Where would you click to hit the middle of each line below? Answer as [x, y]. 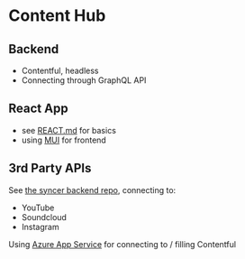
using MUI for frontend [64, 140]
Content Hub [57, 16]
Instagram [40, 227]
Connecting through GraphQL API [84, 80]
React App [38, 109]
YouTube [38, 208]
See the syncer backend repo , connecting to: [92, 190]
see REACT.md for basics [68, 130]
